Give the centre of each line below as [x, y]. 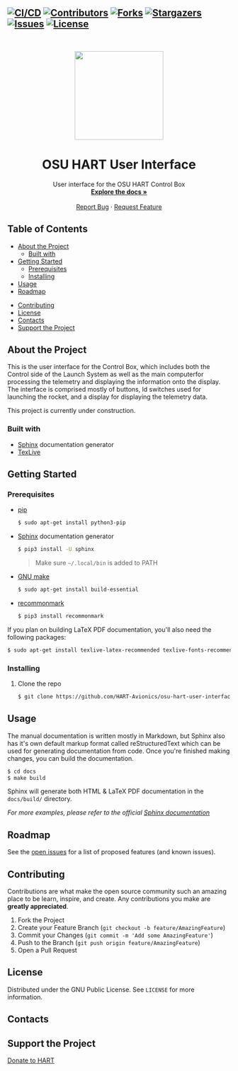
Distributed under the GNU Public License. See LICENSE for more [101, 990]
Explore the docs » [119, 191]
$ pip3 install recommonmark [61, 616]
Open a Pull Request [47, 951]
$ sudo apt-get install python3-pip [72, 523]
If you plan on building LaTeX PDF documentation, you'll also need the [109, 629]
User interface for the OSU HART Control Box [119, 184]
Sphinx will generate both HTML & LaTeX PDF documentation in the [106, 791]
